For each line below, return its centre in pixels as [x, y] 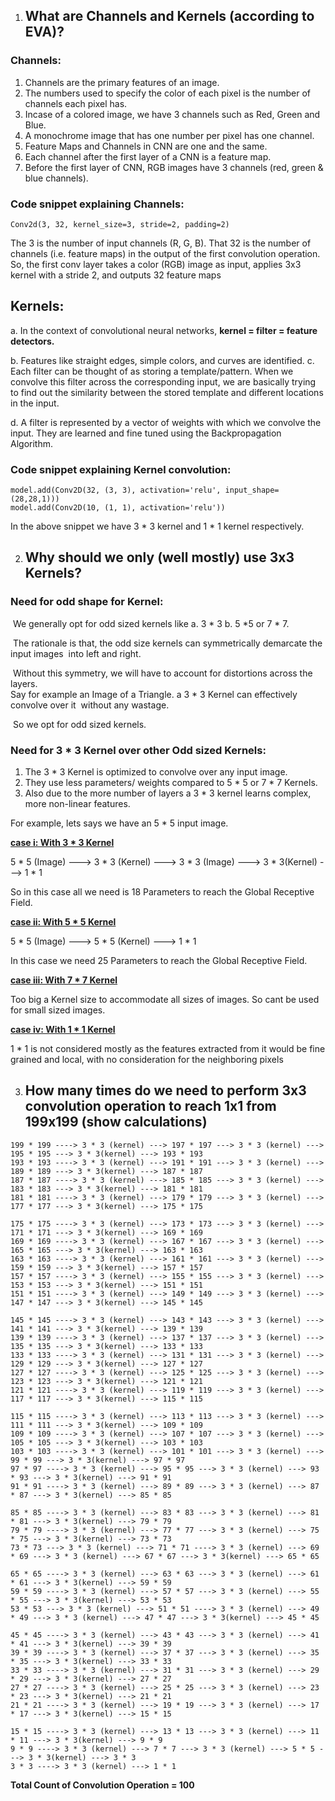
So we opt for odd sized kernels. [79, 724]
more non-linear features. [77, 804]
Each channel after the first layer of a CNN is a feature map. [148, 156]
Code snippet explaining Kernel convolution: [121, 469]
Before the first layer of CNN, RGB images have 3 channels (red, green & [174, 167]
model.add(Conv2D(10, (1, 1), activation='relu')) [118, 508]
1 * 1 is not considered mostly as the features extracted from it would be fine [168, 1049]
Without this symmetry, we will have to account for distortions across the [162, 673]
